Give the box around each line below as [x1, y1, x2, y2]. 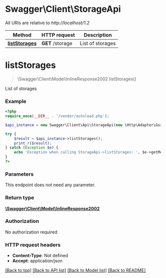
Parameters [5, 170, 34, 177]
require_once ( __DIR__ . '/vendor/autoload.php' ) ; [5, 114, 110, 119]
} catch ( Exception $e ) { [5, 145, 58, 150]
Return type [5, 194, 35, 201]
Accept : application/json [12, 258, 63, 264]
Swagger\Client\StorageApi [5, 3, 121, 15]
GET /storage [41, 40, 73, 46]
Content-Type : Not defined [12, 253, 68, 259]
